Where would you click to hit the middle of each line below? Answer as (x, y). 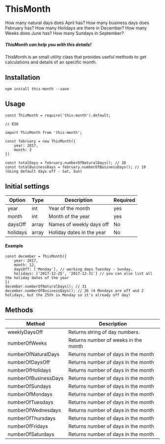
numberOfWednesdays (34, 411)
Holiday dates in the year (77, 232)
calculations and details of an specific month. (51, 62)
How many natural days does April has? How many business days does (77, 23)
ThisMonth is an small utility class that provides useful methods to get (76, 57)
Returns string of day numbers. (104, 332)
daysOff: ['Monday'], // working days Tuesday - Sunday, (73, 269)
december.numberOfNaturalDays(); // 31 (46, 286)
